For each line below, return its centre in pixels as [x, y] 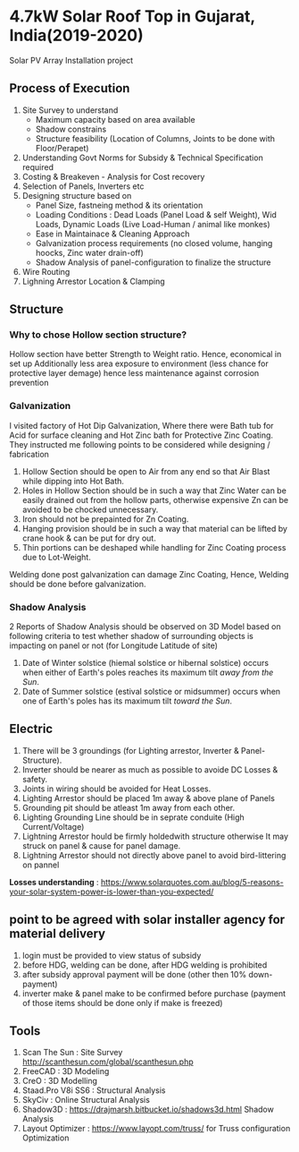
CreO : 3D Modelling [60, 1081]
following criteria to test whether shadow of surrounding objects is [132, 636]
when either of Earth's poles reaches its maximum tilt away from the [148, 672]
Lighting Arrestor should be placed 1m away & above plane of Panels [148, 798]
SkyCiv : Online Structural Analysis [86, 1100]
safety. [35, 779]
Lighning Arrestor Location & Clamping [93, 281]
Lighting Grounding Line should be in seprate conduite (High [133, 817]
